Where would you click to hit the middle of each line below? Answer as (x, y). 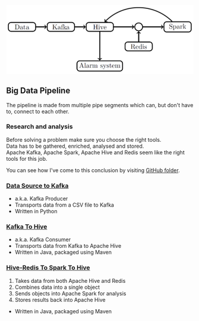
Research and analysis (40, 127)
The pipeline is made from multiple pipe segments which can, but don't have (100, 105)
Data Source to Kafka (37, 185)
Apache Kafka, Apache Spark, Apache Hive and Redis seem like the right (96, 152)
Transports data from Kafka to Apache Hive (68, 246)
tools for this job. (27, 158)
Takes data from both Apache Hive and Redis (70, 281)
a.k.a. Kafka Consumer (43, 239)
